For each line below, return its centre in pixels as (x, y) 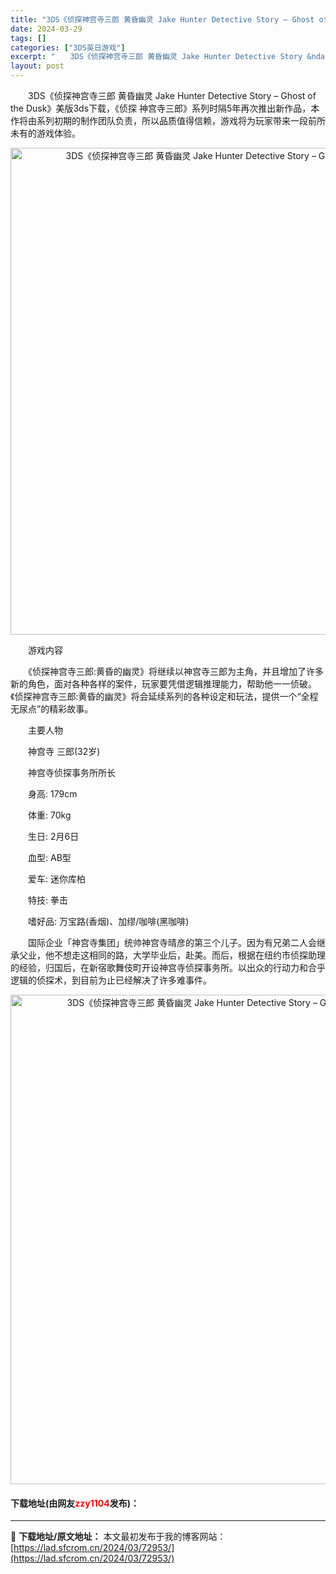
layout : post (37, 66)
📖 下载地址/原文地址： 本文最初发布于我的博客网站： (118, 1537)
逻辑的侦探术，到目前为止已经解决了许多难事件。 (111, 980)
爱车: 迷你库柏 (56, 879)
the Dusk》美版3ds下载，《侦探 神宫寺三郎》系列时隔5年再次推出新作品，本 (165, 108)
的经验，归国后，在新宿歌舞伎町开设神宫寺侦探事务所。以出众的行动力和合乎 (168, 967)
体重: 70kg (49, 815)
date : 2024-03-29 (46, 29)
